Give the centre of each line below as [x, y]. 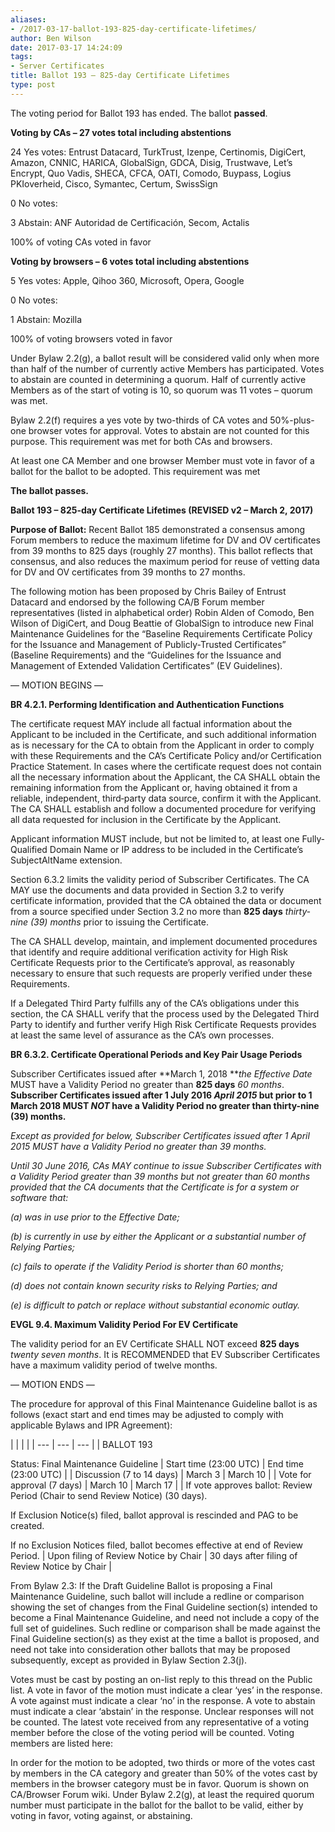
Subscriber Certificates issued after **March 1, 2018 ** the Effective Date [161, 1073]
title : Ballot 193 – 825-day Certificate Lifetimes [120, 76]
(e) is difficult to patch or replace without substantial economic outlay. [155, 1305]
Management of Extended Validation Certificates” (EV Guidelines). [146, 665]
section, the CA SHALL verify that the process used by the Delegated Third [165, 1013]
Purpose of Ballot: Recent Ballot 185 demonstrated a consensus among [158, 529]
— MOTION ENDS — [52, 1384]
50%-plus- [292, 420]
